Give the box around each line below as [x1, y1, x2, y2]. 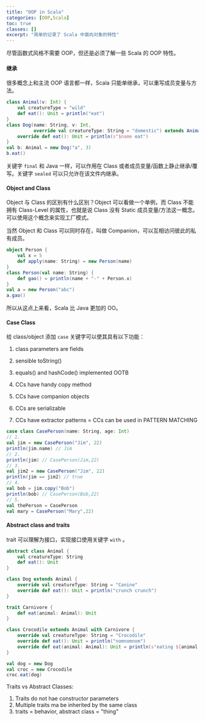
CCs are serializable [15, 405, 66, 412]
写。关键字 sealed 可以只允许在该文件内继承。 [6, 170, 122, 178]
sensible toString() [15, 357, 62, 364]
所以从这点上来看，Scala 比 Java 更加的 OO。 [6, 304, 121, 312]
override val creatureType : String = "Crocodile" [17, 632, 146, 639]
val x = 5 [17, 252, 43, 259]
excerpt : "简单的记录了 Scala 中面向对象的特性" [6, 32, 120, 38]
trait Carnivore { [6, 604, 53, 610]
